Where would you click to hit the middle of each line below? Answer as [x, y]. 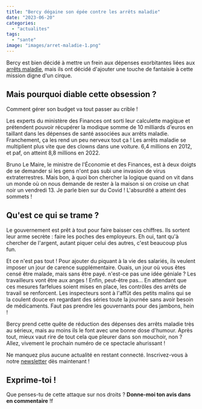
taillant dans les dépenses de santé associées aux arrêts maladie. [88, 133]
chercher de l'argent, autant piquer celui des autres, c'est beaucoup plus [97, 243]
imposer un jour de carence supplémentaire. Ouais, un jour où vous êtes [96, 267]
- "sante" [24, 40]
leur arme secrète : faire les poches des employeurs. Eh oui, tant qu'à [93, 236]
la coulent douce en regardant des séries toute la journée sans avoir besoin [100, 299]
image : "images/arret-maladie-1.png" [54, 46]
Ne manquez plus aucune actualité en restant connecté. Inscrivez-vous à [97, 355]
